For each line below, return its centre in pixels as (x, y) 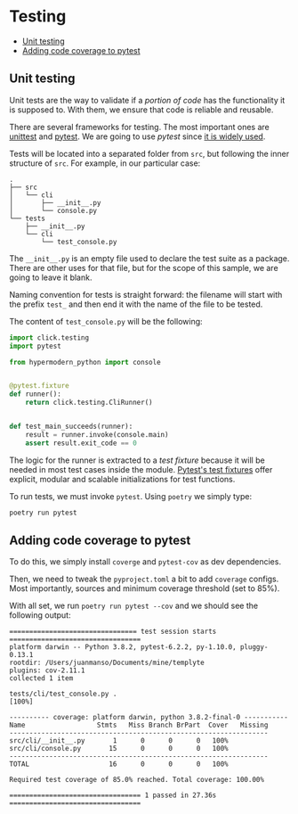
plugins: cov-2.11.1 (48, 670)
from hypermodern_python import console (85, 362)
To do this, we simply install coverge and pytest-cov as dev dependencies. (145, 562)
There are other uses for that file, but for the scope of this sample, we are (144, 267)
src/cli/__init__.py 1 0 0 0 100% (119, 741)
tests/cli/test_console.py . (63, 694)
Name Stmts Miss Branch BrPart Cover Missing (139, 725)
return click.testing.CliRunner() (89, 403)
